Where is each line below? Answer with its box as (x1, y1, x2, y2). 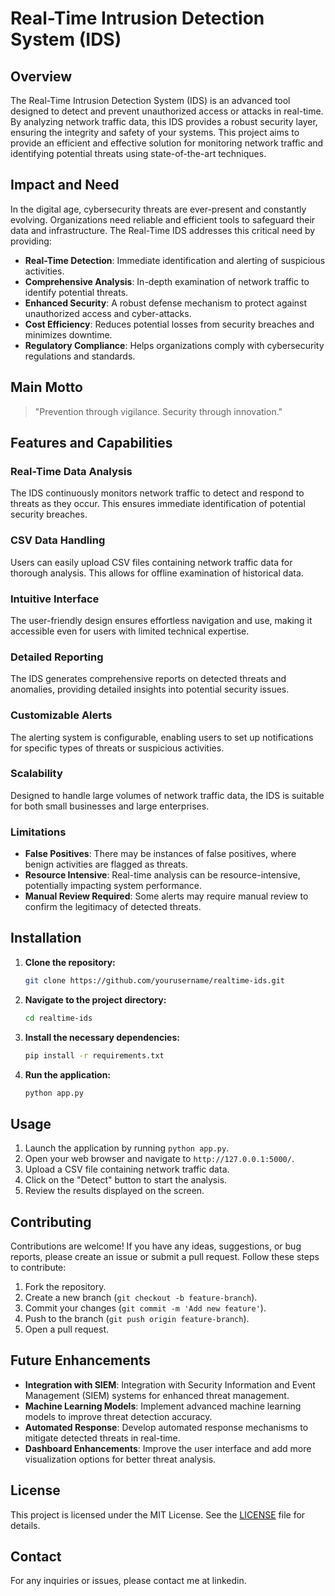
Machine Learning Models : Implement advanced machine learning (24, 1400, 302, 1412)
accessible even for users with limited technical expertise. (10, 625, 250, 637)
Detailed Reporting (10, 650, 104, 664)
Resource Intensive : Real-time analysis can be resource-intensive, (24, 869, 301, 881)
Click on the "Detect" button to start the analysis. (24, 1174, 228, 1186)
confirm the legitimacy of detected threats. (24, 901, 202, 913)
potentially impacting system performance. (24, 880, 203, 892)
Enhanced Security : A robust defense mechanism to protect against (24, 297, 308, 309)
